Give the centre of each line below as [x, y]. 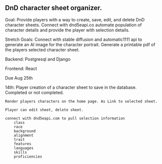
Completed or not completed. [35, 92]
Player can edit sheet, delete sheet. [44, 110]
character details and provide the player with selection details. [67, 30]
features [23, 144]
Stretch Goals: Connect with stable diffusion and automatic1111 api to [74, 39]
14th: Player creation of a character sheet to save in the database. [71, 87]
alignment [24, 135]
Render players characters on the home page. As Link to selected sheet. [81, 101]
